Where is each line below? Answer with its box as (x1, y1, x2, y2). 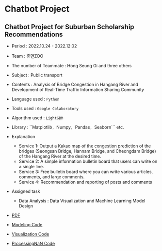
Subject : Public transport (11, 72, 63, 78)
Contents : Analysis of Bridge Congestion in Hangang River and (11, 81, 139, 87)
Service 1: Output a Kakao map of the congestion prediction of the (18, 143, 151, 149)
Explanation (11, 134, 35, 139)
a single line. (18, 164, 44, 169)
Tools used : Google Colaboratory (11, 106, 79, 111)
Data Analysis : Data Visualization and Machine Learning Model (18, 198, 146, 204)
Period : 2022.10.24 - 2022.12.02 (11, 43, 77, 49)
